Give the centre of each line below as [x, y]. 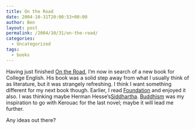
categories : [20, 39]
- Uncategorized [31, 44]
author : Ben [20, 22]
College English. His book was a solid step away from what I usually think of [97, 78]
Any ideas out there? [31, 120]
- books [21, 55]
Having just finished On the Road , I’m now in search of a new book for [90, 71]
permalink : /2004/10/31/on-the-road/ [52, 33]
